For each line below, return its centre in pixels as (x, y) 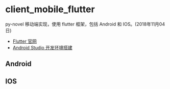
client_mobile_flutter (50, 9)
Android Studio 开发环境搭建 (42, 47)
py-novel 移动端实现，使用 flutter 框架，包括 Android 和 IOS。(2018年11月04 (85, 24)
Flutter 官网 (25, 41)
